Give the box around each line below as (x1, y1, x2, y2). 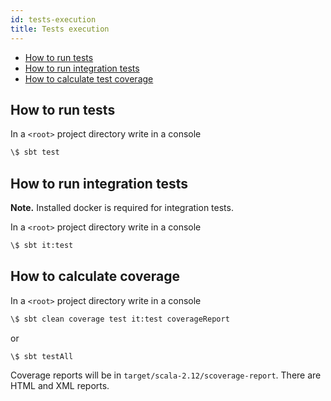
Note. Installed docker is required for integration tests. (10, 202, 234, 213)
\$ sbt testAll (10, 351, 74, 361)
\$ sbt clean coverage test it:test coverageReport (10, 314, 230, 324)
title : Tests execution (10, 24, 110, 34)
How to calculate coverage (10, 268, 180, 285)
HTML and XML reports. (10, 380, 110, 392)
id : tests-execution (10, 14, 97, 25)
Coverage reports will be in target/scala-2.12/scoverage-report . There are (10, 369, 322, 381)
